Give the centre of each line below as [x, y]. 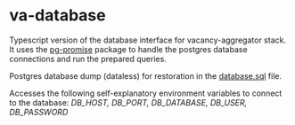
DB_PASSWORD [39, 112]
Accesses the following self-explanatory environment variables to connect [146, 93]
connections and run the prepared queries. [88, 59]
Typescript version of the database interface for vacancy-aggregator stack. [148, 40]
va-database [57, 16]
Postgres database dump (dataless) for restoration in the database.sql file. [146, 75]
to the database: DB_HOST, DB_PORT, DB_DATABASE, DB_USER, [128, 102]
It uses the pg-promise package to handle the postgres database [128, 49]
